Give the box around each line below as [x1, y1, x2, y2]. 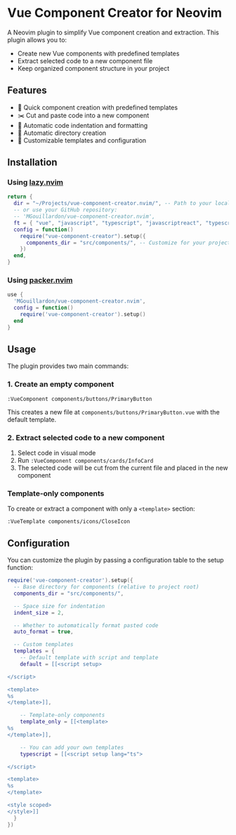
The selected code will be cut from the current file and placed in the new [17, 463, 228, 472]
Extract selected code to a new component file [17, 56, 153, 65]
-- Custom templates [13, 641, 74, 648]
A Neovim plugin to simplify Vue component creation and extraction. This [7, 28, 219, 37]
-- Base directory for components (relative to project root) [13, 584, 199, 591]
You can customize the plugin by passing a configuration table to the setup [7, 556, 224, 565]
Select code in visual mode [17, 449, 96, 457]
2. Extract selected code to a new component [7, 433, 165, 442]
